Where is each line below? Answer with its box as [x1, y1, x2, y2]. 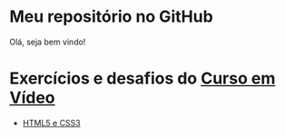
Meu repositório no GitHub [9, 6, 213, 27]
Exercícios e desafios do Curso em [9, 68, 276, 89]
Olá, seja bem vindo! [9, 36, 86, 47]
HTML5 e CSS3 [22, 117, 81, 128]
